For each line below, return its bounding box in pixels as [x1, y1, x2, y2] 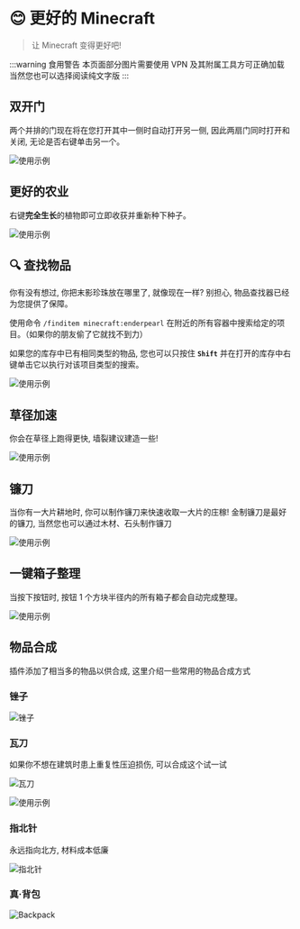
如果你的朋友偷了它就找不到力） [28, 329, 148, 340]
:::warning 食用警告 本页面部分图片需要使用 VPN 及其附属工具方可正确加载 [9, 59, 286, 69]
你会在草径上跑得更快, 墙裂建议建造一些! [9, 433, 159, 444]
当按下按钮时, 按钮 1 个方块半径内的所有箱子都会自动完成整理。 [9, 591, 243, 602]
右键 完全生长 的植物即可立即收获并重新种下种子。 [9, 209, 191, 221]
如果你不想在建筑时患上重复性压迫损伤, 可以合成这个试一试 [9, 759, 227, 770]
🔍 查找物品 [9, 258, 72, 273]
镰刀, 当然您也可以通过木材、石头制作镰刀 [16, 518, 172, 528]
